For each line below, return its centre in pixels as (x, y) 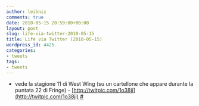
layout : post (22, 28)
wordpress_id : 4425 (30, 45)
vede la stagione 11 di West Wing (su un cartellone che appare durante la (104, 84)
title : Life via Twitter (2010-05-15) (54, 39)
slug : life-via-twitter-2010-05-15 (50, 34)
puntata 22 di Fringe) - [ (44, 91)
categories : (21, 51)
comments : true (25, 17)
